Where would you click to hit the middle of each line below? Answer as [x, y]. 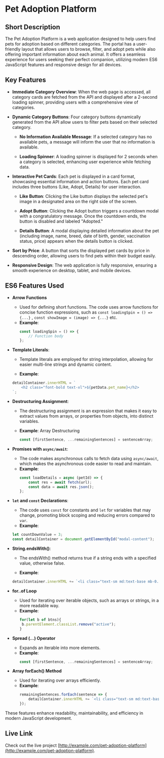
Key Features [26, 80]
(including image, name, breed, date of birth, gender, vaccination [85, 236]
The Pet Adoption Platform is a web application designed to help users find [80, 39]
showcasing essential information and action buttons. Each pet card [80, 181]
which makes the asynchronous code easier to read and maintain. [86, 463]
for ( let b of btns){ [40, 620]
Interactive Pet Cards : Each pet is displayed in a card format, [74, 176]
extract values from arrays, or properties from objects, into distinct [86, 416]
